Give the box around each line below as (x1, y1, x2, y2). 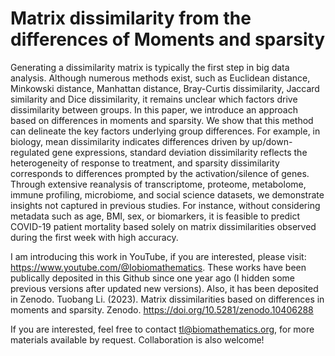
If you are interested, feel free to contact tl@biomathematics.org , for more (10, 323, 315, 335)
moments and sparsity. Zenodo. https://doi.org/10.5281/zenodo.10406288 (10, 303, 314, 316)
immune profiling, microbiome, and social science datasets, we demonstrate (10, 188, 325, 201)
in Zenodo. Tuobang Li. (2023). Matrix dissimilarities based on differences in (10, 293, 325, 305)
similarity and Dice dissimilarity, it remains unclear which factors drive (10, 93, 298, 105)
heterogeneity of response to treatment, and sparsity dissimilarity (10, 157, 280, 169)
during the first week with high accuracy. (10, 231, 179, 243)
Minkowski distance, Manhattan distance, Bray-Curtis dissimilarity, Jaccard (10, 82, 320, 94)
